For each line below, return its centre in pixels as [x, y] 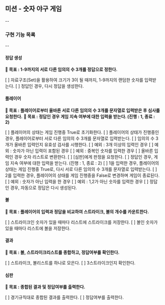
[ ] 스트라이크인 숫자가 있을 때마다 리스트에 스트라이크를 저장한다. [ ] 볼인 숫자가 [82, 222]
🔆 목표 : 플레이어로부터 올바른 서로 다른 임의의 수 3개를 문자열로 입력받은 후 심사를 [82, 110]
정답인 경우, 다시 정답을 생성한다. [52, 86]
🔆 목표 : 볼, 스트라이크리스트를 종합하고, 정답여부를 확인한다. [62, 252]
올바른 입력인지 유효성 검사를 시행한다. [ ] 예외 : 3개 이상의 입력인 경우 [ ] [84, 144]
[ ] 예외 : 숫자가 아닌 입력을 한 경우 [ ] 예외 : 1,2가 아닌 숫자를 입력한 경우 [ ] [77, 181]
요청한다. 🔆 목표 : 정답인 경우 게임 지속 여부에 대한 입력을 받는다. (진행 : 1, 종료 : [80, 116]
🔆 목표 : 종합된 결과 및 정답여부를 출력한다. [45, 287]
